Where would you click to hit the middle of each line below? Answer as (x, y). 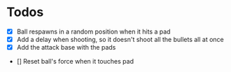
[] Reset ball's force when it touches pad (75, 62)
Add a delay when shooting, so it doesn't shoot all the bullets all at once (120, 39)
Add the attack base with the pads (66, 48)
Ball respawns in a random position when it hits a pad (93, 31)
